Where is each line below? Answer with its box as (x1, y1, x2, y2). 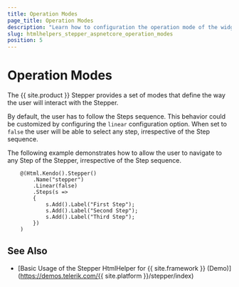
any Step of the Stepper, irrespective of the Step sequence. (7, 156, 182, 165)
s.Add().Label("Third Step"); (45, 214, 135, 221)
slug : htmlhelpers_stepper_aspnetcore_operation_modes (7, 30, 174, 38)
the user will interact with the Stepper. (7, 99, 119, 107)
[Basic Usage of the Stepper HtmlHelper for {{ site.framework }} (17, 264, 206, 272)
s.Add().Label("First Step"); (45, 201, 135, 208)
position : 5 (7, 37, 43, 44)
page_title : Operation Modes (7, 17, 94, 24)
